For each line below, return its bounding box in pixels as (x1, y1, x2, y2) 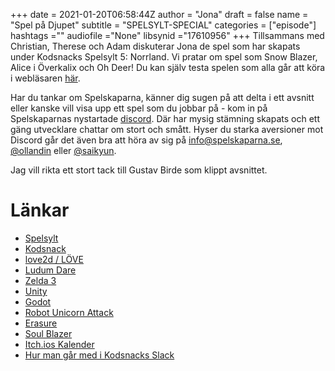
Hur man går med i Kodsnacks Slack (24, 349, 175, 361)
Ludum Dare (24, 264, 77, 276)
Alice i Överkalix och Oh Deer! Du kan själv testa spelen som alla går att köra (10, 62, 326, 73)
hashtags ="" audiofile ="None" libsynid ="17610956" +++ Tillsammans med (10, 30, 325, 41)
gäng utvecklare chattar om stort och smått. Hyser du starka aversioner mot (10, 124, 324, 135)
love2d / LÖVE (24, 253, 84, 265)
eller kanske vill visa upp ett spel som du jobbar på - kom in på (10, 102, 268, 114)
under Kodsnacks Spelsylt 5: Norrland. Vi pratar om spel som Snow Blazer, (10, 51, 318, 63)
